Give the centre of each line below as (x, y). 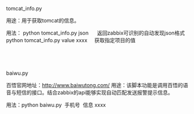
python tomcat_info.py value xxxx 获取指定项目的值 (71, 40)
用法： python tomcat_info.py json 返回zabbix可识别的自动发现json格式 (96, 33)
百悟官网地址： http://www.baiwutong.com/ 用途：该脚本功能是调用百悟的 (95, 85)
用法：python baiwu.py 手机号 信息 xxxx (56, 105)
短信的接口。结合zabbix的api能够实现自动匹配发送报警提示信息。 (95, 92)
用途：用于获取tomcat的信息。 (43, 20)
